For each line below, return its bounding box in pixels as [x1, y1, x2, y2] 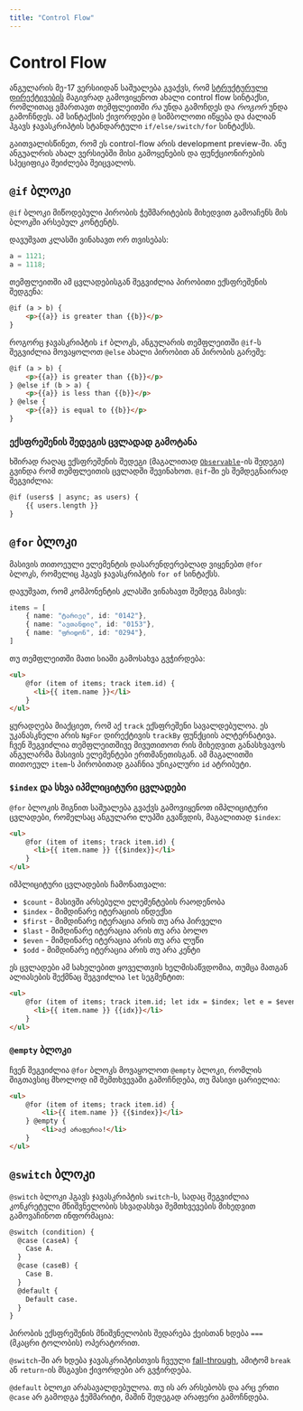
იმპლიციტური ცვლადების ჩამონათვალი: [9, 879, 167, 890]
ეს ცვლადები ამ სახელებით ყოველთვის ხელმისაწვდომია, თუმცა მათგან [9, 962, 289, 973]
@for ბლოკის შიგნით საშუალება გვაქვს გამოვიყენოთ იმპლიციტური [9, 801, 268, 813]
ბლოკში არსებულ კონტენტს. [9, 217, 120, 228]
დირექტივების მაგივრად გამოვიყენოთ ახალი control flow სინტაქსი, [9, 91, 270, 102]
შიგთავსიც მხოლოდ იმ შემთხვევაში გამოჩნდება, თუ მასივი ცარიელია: [9, 1074, 281, 1085]
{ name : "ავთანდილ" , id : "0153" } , [25, 620, 155, 629]
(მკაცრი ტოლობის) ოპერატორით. [9, 1338, 141, 1349]
